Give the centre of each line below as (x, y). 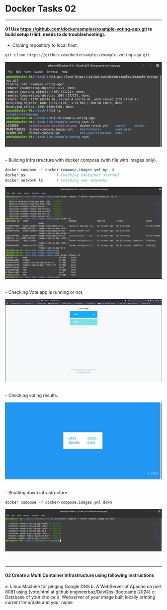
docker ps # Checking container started (62, 175)
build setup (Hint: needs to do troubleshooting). (55, 34)
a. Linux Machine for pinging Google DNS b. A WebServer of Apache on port (83, 586)
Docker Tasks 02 (41, 9)
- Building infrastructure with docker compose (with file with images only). (81, 160)
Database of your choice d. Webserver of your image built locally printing (80, 597)
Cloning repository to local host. (45, 45)
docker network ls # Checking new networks (56, 180)
